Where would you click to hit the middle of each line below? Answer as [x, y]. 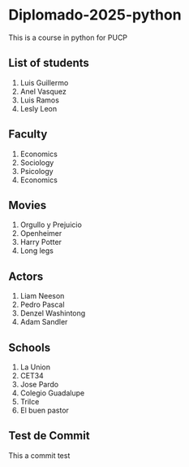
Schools [30, 347]
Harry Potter [41, 242]
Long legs [37, 251]
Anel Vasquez [43, 91]
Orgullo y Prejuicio [51, 225]
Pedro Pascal [42, 305]
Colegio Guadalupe [52, 393]
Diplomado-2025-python [95, 15]
